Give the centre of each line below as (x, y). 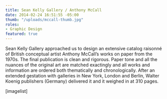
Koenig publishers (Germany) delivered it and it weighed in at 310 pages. (82, 81)
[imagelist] (17, 91)
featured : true (22, 34)
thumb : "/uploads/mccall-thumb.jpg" (44, 19)
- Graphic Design (24, 29)
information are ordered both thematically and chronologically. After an (80, 70)
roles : (12, 24)
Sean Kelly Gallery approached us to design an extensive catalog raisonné (84, 48)
